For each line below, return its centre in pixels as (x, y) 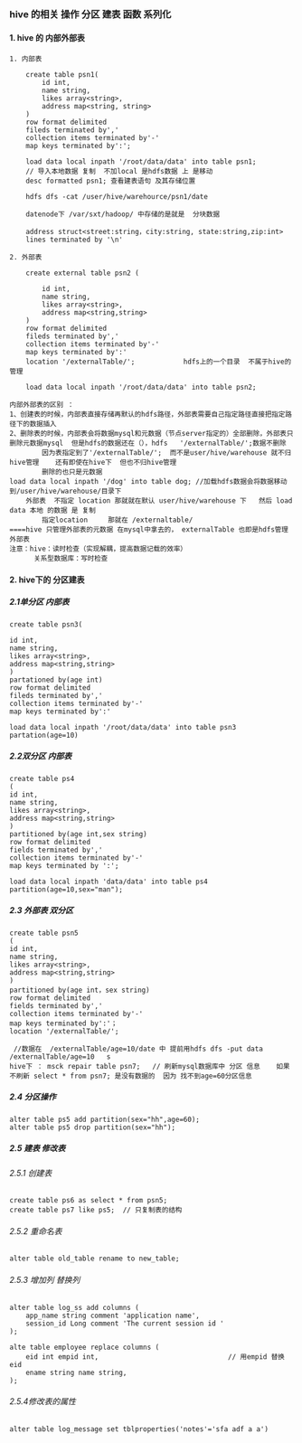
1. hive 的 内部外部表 (47, 37)
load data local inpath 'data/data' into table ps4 (109, 882)
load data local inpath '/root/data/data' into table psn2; (141, 387)
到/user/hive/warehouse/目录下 (66, 491)
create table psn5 (44, 933)
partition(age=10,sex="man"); (66, 889)
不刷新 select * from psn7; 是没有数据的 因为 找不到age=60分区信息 (131, 1076)
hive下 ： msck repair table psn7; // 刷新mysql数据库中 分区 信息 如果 (150, 1066)
